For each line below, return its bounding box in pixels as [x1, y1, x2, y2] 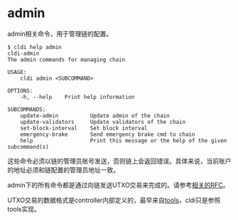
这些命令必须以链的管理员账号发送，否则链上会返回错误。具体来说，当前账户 [7, 157, 232, 165]
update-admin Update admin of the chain [20, 112, 171, 119]
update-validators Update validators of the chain [20, 118, 186, 125]
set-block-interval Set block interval [20, 125, 148, 132]
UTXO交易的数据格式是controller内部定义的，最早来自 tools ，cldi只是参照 [7, 196, 221, 204]
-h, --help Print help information [20, 93, 135, 100]
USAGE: [7, 68, 27, 75]
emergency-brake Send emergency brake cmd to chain [20, 130, 195, 138]
